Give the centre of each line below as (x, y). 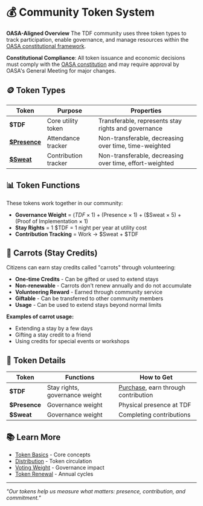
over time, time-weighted (134, 145)
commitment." (24, 498)
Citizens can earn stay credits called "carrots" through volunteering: (91, 268)
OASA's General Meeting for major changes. (61, 70)
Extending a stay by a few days (54, 329)
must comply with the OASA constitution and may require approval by (93, 64)
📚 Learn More (34, 437)
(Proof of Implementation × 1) (52, 221)
